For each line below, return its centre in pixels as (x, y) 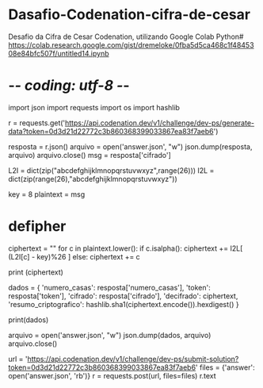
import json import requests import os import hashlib (94, 107)
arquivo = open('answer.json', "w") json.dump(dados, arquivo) (110, 335)
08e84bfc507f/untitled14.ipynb (59, 53)
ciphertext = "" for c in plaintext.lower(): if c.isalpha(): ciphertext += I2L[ (126, 248)
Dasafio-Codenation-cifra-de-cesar (130, 15)
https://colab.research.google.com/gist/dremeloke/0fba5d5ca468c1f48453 (131, 44)
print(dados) (29, 320)
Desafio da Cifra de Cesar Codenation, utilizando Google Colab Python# (126, 36)
